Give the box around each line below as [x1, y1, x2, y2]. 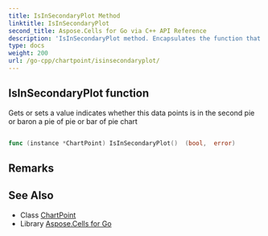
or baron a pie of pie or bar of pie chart [8, 116, 138, 126]
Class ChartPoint [19, 210, 76, 220]
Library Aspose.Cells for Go [19, 218, 112, 228]
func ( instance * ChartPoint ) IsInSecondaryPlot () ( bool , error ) [8, 139, 236, 147]
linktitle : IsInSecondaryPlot [8, 19, 110, 27]
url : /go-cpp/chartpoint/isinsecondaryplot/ [8, 57, 160, 65]
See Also [8, 188, 54, 202]
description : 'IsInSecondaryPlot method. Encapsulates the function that [8, 34, 262, 43]
